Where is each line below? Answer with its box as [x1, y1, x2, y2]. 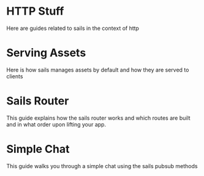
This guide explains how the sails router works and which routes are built [6, 114, 191, 122]
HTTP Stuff [6, 4, 64, 18]
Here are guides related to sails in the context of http [6, 24, 140, 32]
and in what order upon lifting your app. [6, 120, 106, 128]
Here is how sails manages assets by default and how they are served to [6, 66, 189, 73]
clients [6, 72, 23, 80]
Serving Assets [6, 46, 86, 60]
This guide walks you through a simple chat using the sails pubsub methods [6, 162, 198, 169]
